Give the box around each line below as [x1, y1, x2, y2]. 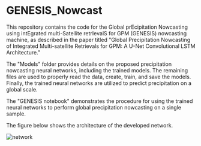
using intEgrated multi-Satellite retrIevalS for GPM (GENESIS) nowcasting [6, 29, 187, 36]
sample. [6, 110, 26, 117]
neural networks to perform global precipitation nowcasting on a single [6, 104, 182, 111]
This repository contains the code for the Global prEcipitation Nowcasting [6, 23, 188, 31]
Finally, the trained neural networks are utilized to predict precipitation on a [6, 79, 192, 87]
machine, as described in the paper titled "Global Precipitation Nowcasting [6, 36, 191, 43]
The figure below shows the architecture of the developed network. [6, 121, 173, 129]
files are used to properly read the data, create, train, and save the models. [6, 73, 191, 80]
